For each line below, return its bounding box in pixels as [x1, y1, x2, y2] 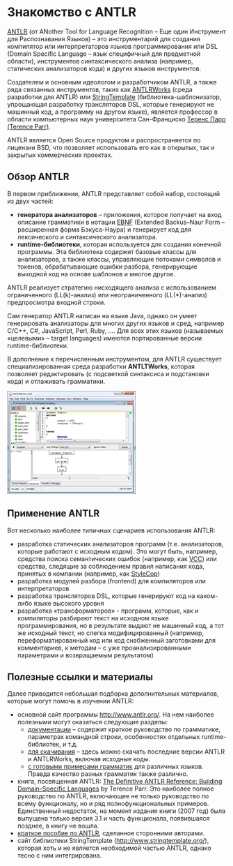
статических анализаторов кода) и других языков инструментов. [7, 64, 202, 73]
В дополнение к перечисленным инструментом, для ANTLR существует [7, 354, 222, 363]
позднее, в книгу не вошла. [17, 821, 99, 830]
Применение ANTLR [7, 507, 100, 520]
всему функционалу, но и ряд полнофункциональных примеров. [17, 800, 209, 808]
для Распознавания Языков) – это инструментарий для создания [7, 34, 200, 43]
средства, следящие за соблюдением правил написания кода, [17, 562, 205, 570]
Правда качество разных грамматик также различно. [27, 770, 188, 778]
